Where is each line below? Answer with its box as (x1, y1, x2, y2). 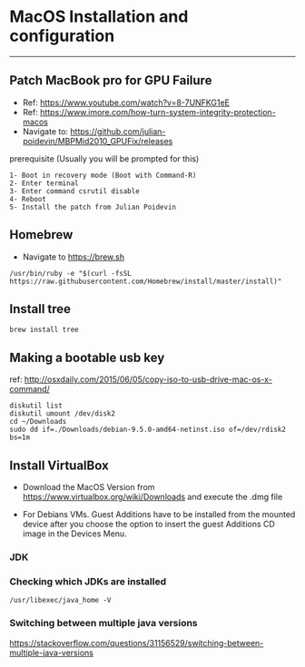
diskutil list (9, 401, 64, 410)
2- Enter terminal (9, 179, 79, 188)
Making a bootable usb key (9, 349, 165, 365)
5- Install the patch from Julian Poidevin (9, 202, 177, 211)
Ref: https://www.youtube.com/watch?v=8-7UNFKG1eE (22, 97, 230, 108)
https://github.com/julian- (70, 125, 166, 137)
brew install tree (9, 325, 79, 335)
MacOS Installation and (9, 6, 189, 27)
